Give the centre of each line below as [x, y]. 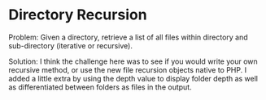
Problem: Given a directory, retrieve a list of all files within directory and [128, 37]
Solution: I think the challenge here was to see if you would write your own [133, 61]
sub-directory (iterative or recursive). [70, 45]
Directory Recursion [78, 15]
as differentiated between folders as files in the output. [100, 87]
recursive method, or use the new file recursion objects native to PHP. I [127, 69]
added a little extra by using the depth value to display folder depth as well [133, 78]
